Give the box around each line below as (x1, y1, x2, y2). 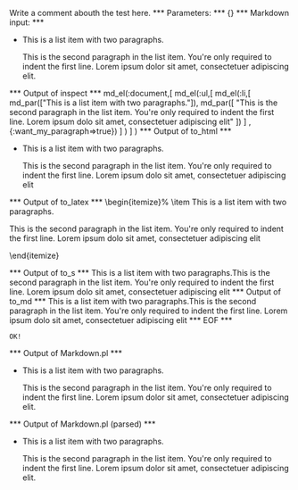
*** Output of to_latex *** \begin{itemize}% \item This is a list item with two (9, 196, 287, 207)
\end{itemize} (9, 250, 60, 261)
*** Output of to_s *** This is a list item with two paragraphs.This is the (9, 268, 270, 278)
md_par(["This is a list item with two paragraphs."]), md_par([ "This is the (9, 97, 278, 108)
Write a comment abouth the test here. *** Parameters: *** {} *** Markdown (9, 8, 290, 18)
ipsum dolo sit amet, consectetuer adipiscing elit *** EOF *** (9, 315, 233, 325)
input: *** (9, 17, 45, 28)
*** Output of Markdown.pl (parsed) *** (9, 419, 156, 429)
